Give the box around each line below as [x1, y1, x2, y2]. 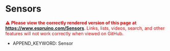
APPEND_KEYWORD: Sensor [12, 40, 74, 46]
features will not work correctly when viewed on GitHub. [5, 30, 124, 36]
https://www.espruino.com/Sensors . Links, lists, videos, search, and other [5, 25, 165, 31]
